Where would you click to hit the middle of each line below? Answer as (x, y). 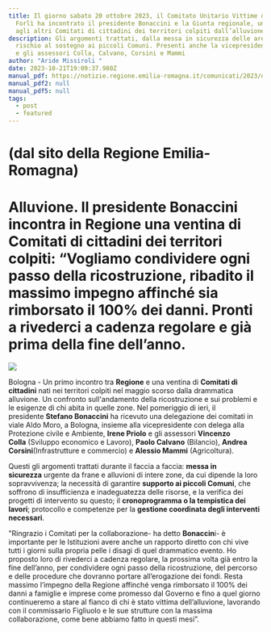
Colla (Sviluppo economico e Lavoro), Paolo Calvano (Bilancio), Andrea (128, 442)
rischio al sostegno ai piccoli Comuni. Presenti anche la (117, 46)
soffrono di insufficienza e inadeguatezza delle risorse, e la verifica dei (126, 492)
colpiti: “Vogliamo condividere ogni (129, 259)
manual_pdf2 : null (39, 83)
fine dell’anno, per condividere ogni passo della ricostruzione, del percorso (133, 568)
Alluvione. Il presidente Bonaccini (123, 207)
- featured (34, 114)
